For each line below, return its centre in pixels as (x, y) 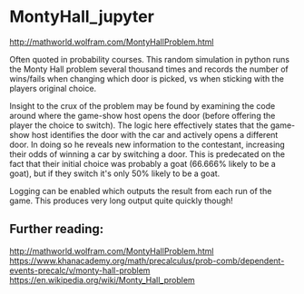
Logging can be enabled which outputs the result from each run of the (141, 191)
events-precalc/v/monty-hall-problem (80, 270)
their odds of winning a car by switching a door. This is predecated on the (147, 154)
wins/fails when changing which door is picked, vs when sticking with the (147, 78)
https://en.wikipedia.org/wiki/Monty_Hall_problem (102, 279)
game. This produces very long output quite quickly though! (121, 201)
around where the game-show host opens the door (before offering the (142, 115)
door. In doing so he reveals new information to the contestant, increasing (147, 144)
